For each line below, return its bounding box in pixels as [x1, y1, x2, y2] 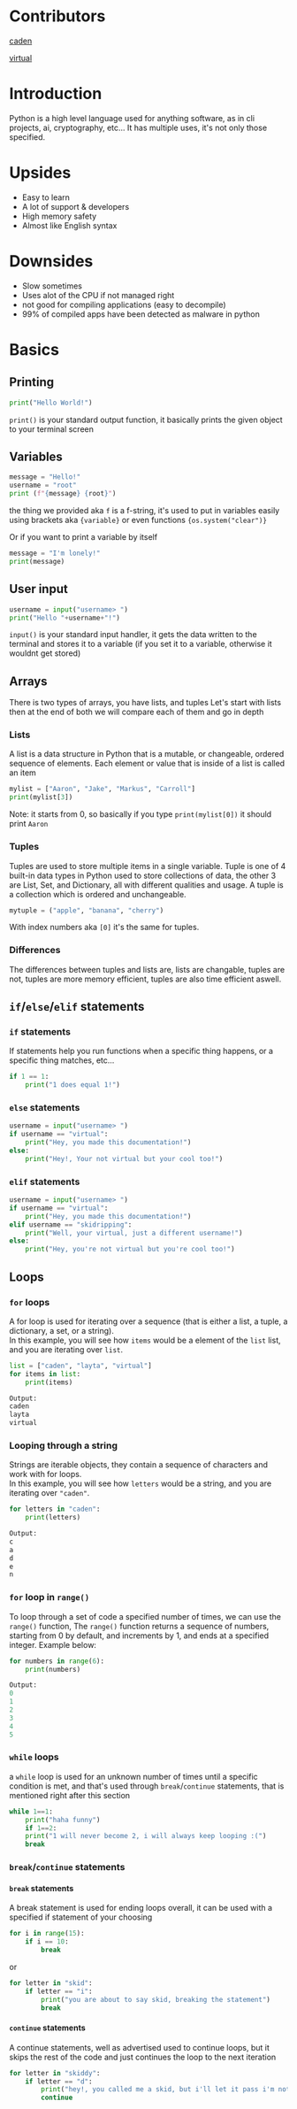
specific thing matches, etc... [9, 1055, 115, 1066]
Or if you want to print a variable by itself [9, 532, 157, 543]
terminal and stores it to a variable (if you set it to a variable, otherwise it [9, 639, 272, 650]
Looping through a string [9, 1439, 118, 1451]
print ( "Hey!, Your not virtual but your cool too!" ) [25, 1154, 224, 1163]
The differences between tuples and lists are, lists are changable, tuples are [9, 964, 286, 974]
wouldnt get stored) [9, 648, 81, 658]
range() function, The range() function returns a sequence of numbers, [9, 1620, 270, 1631]
